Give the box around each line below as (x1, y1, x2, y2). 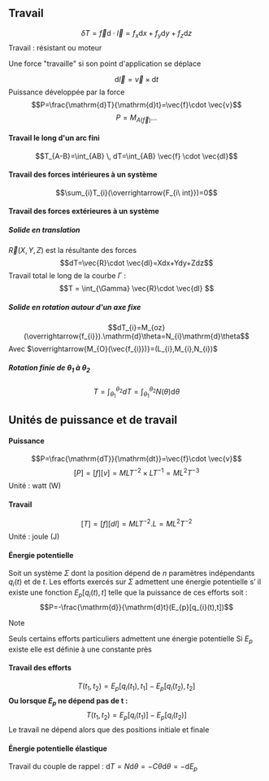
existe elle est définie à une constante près (8, 644, 152, 654)
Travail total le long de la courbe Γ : (8, 271, 127, 281)
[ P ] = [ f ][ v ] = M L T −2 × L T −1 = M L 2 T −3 (73, 467, 200, 478)
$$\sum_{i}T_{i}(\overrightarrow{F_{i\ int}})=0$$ (55, 187, 218, 198)
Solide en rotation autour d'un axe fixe (8, 302, 141, 312)
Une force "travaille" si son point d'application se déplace (8, 59, 202, 68)
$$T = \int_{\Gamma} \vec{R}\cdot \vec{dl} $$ (59, 284, 215, 294)
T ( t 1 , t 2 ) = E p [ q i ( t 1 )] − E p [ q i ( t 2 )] (86, 710, 187, 722)
